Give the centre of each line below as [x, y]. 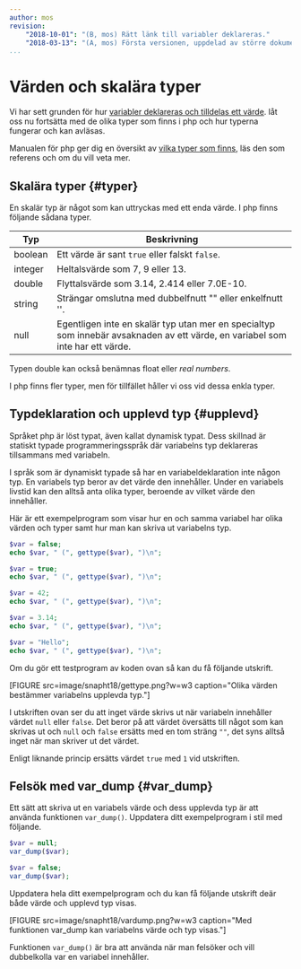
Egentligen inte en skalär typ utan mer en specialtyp [166, 324]
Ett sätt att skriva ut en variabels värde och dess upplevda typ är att [134, 807]
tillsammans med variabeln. [60, 455]
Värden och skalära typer [105, 87]
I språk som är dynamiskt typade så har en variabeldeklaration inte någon [145, 472]
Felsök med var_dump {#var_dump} [111, 786]
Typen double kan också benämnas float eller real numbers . [120, 368]
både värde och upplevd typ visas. [73, 903]
